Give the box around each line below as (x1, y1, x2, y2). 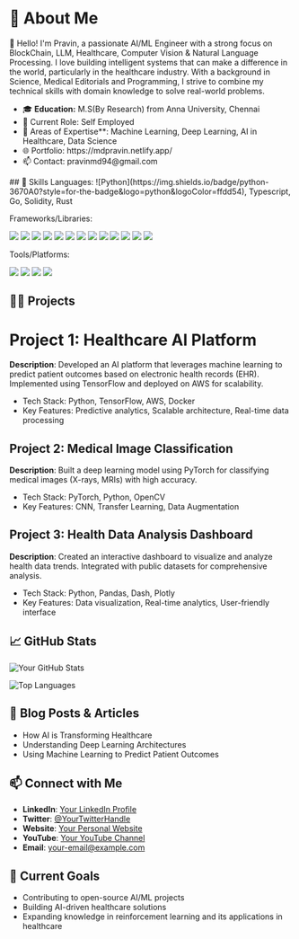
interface (22, 607, 57, 617)
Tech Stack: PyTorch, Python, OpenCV (22, 492, 166, 502)
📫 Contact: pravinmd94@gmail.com (22, 155, 159, 166)
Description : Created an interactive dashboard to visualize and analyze (9, 551, 274, 562)
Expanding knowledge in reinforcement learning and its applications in (22, 911, 283, 922)
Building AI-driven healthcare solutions (22, 902, 167, 913)
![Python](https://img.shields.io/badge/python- (95, 176, 269, 187)
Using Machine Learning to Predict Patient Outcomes (22, 749, 220, 759)
